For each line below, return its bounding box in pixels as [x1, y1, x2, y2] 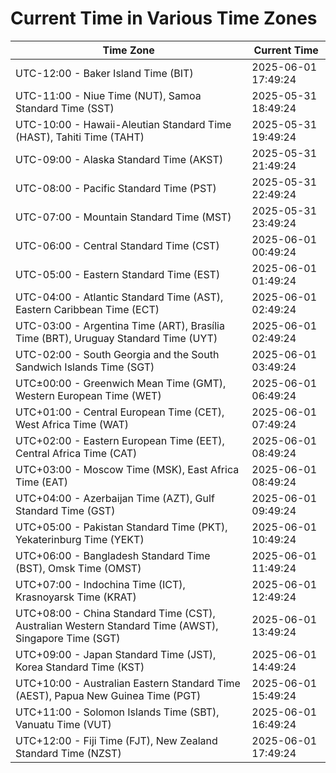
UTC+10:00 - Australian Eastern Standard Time [15, 676, 241, 690]
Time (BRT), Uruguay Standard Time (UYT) [15, 331, 218, 345]
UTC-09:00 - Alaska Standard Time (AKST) [15, 152, 224, 166]
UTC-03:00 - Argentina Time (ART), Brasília [15, 318, 225, 332]
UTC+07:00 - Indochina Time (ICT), [15, 577, 186, 591]
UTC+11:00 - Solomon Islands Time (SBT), [15, 705, 220, 719]
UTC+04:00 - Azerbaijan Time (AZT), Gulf [15, 491, 215, 505]
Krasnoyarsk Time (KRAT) [15, 590, 137, 604]
